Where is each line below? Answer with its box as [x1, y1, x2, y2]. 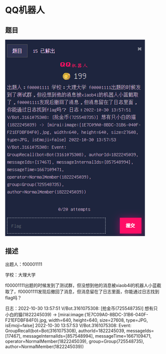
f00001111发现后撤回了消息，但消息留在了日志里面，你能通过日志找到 [18, 288, 160, 294]
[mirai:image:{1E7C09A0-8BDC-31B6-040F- [57, 311, 149, 317]
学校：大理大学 [5, 271, 36, 277]
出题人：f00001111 [5, 261, 43, 267]
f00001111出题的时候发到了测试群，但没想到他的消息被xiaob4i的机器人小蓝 [5, 282, 157, 288]
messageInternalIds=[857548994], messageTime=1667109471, [22, 333, 152, 339]
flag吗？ [5, 294, 22, 301]
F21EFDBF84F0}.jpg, [5, 317, 48, 323]
